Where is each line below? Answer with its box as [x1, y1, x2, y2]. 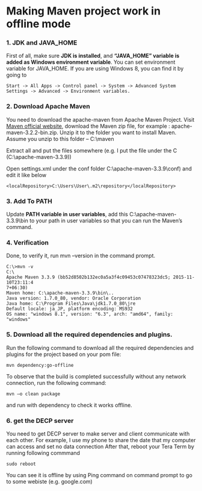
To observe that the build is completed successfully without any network [6, 372, 186, 380]
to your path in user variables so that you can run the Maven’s [29, 217, 183, 224]
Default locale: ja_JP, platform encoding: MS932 [6, 306, 133, 312]
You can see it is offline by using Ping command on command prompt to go [6, 471, 192, 478]
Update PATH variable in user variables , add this [6, 211, 128, 218]
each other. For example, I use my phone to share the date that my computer [6, 436, 196, 443]
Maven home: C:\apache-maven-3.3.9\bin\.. [6, 290, 114, 296]
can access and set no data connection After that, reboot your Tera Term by [6, 443, 194, 450]
